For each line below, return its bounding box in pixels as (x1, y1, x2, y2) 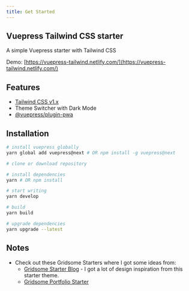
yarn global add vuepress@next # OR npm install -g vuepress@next (6, 149, 176, 156)
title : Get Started (6, 8, 55, 15)
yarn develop (6, 193, 39, 200)
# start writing (6, 188, 47, 194)
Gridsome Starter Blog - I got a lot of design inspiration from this (23, 265, 183, 272)
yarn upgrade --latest (6, 226, 63, 232)
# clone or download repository (6, 160, 87, 167)
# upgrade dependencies (6, 220, 66, 227)
